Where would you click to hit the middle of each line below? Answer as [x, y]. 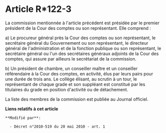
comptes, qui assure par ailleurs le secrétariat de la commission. [71, 59]
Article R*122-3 [38, 9]
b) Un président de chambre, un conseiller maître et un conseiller [71, 68]
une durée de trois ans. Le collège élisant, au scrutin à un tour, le [71, 79]
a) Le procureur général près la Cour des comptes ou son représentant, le [81, 38]
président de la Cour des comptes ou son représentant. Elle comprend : [78, 28]
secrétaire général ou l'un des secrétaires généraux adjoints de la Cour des [82, 54]
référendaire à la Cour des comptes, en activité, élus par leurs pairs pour [79, 73]
